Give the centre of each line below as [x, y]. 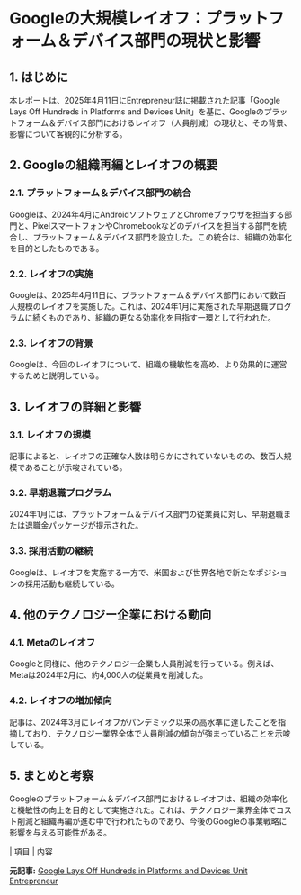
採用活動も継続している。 [72, 583]
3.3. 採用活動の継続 [51, 551]
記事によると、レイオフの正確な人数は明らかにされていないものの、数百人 [147, 456]
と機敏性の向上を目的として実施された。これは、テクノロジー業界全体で [143, 810]
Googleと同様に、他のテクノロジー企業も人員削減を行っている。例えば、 [144, 664]
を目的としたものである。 [57, 248]
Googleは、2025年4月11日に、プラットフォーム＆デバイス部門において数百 [148, 294]
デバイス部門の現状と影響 [166, 41]
